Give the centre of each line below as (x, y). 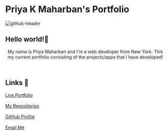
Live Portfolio (19, 95)
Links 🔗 (17, 83)
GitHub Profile (20, 116)
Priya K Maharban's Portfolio (67, 9)
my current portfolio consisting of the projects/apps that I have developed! (85, 57)
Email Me (15, 127)
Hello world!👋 (27, 39)
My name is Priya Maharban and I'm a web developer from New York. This (85, 51)
